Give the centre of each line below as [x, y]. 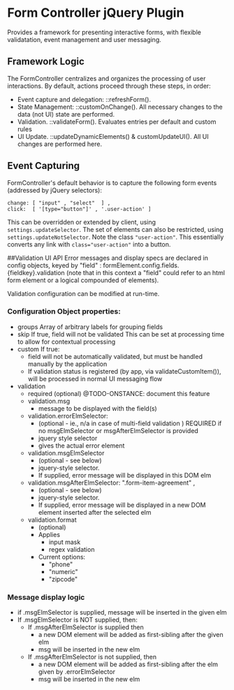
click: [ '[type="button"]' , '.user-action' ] [79, 209]
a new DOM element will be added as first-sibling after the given [131, 635]
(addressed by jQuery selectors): [55, 190]
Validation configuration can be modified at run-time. [83, 293]
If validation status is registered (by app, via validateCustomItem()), [124, 371]
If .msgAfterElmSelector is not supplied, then [92, 657]
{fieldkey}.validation [36, 272]
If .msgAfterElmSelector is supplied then [86, 627]
